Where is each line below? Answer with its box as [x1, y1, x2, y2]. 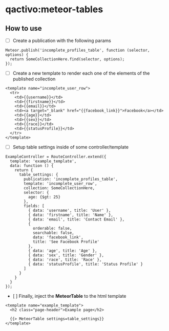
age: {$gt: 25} [28, 194, 60, 200]
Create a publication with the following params [12, 37, 112, 43]
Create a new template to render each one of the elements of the [12, 70, 150, 76]
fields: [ [24, 204, 45, 209]
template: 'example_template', [10, 159, 77, 164]
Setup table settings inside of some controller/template [12, 144, 129, 150]
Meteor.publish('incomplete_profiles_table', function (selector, [5, 48, 150, 53]
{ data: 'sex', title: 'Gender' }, [28, 253, 104, 258]
